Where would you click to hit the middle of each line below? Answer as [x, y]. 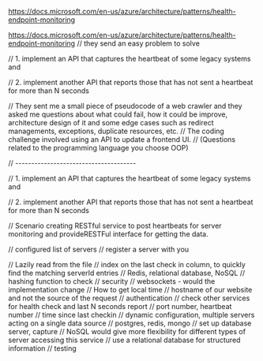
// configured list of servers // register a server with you [99, 249]
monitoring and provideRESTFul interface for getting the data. [108, 234]
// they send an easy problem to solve [138, 43]
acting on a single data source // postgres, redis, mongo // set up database [130, 323]
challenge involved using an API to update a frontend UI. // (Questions [122, 140]
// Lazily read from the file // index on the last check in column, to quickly [127, 264]
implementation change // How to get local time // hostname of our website [130, 290]
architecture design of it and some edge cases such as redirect [111, 123]
